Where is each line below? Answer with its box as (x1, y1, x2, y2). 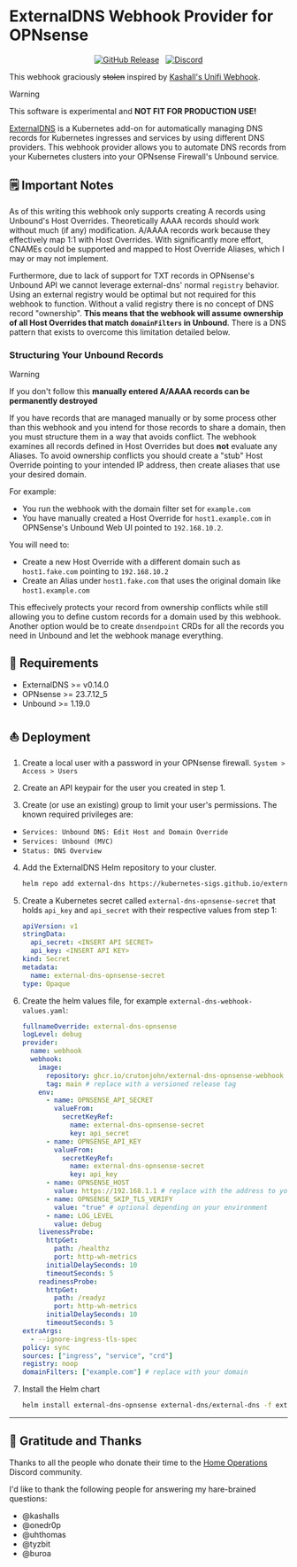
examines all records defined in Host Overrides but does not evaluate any (9, 441, 278, 452)
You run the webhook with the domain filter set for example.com (21, 503, 251, 515)
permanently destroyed (9, 396, 98, 407)
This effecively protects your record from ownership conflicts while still (9, 602, 269, 613)
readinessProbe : (38, 1277, 98, 1286)
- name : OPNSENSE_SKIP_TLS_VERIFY (45, 1194, 173, 1204)
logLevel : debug (21, 1030, 82, 1039)
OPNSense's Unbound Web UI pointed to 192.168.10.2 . (21, 523, 224, 533)
